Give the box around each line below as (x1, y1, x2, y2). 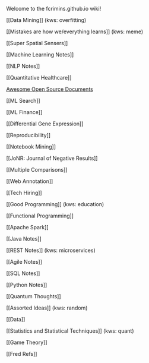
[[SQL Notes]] (6, 270, 40, 277)
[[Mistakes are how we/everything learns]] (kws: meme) (6, 28, 144, 35)
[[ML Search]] (6, 97, 40, 104)
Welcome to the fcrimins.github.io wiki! (6, 5, 102, 12)
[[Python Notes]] (6, 282, 47, 288)
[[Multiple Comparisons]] (6, 166, 68, 173)
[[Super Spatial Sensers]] (6, 40, 68, 46)
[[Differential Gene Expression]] (6, 120, 84, 127)
